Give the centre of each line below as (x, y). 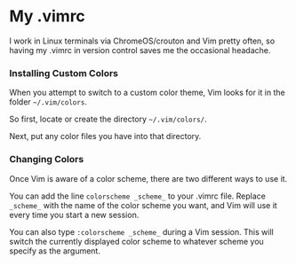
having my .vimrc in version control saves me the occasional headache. (140, 50)
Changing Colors (47, 160)
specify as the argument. (55, 251)
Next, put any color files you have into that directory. (105, 136)
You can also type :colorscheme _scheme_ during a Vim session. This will (141, 231)
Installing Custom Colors (64, 73)
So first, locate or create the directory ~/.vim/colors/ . (108, 119)
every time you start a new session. (74, 214)
